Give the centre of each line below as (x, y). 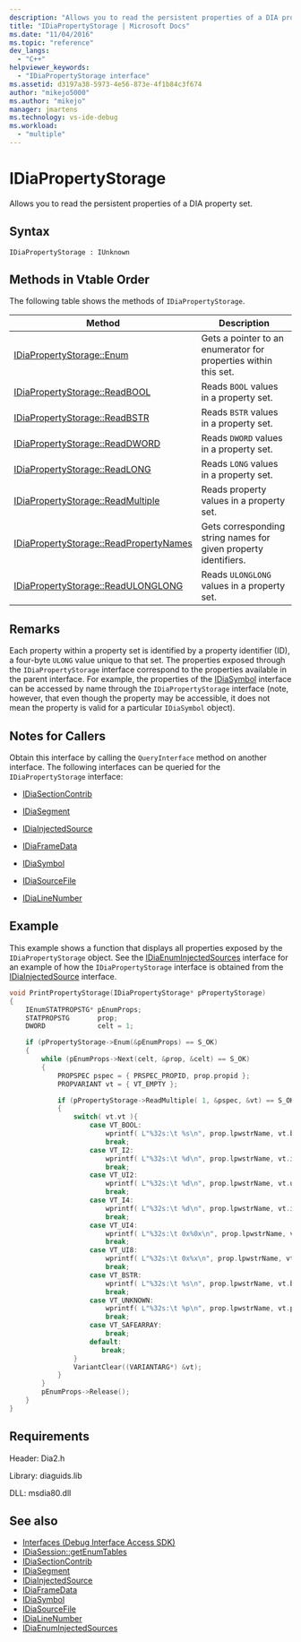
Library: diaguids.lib (46, 1475)
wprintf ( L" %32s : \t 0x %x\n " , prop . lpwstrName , (193, 1259)
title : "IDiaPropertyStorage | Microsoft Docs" (100, 26)
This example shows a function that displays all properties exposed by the (146, 947)
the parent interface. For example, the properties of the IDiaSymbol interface (150, 679)
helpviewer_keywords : (50, 68)
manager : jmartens (43, 109)
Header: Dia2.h (37, 1458)
